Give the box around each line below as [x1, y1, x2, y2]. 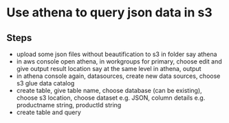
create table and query [16, 108, 82, 116]
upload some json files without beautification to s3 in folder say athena [16, 50, 217, 58]
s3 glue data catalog [16, 79, 75, 87]
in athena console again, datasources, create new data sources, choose [16, 72, 221, 80]
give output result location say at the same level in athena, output [16, 65, 201, 72]
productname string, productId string [16, 101, 122, 109]
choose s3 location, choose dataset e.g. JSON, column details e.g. [16, 94, 206, 102]
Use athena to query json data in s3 [6, 5, 212, 20]
